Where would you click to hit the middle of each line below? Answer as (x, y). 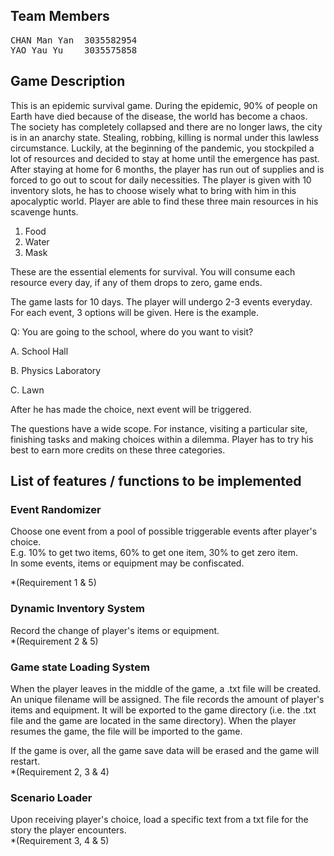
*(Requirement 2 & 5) (54, 641)
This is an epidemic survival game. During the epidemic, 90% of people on (164, 105)
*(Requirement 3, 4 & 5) (60, 841)
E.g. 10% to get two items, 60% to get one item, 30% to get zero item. (154, 553)
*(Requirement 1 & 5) (53, 583)
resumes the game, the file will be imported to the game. (126, 731)
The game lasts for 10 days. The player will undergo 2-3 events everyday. (161, 301)
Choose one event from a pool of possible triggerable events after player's (164, 531)
